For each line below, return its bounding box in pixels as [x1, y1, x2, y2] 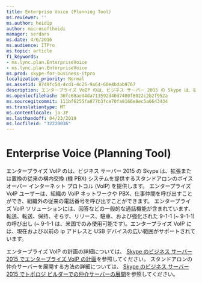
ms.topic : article [6, 48, 52, 54]
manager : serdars [6, 31, 50, 37]
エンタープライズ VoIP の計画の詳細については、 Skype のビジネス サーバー [6, 248, 192, 255]
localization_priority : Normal [6, 76, 85, 82]
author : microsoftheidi [6, 25, 66, 32]
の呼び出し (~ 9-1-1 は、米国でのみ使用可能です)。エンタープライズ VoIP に [6, 220, 192, 228]
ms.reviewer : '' [6, 14, 47, 20]
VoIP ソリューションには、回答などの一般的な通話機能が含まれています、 [13, 205, 194, 213]
